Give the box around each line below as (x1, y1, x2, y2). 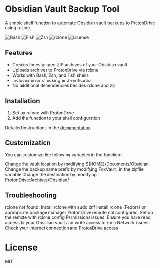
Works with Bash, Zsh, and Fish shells (12, 72, 89, 78)
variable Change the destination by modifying (5, 172, 97, 178)
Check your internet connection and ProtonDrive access (5, 225, 118, 231)
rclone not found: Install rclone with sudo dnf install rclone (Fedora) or (5, 204, 146, 210)
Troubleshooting (5, 191, 57, 199)
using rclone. (5, 25, 32, 30)
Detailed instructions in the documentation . (5, 124, 92, 131)
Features (5, 49, 33, 57)
